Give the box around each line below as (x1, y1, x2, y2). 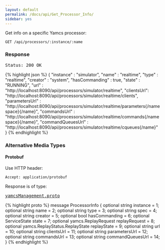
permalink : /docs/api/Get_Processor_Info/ (5, 12, 94, 17)
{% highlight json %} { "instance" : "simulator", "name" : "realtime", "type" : (5, 71, 158, 77)
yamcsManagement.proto (5, 193, 60, 199)
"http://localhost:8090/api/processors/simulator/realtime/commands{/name (5, 113, 160, 119)
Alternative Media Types (5, 142, 66, 149)
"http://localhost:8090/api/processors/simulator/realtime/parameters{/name (5, 103, 160, 109)
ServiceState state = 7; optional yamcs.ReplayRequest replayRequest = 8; (5, 218, 155, 224)
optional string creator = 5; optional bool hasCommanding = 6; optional (5, 212, 150, 218)
